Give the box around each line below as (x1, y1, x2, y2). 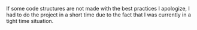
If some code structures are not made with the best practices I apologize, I (6, 5, 190, 12)
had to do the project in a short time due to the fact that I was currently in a (6, 11, 192, 18)
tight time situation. (6, 18, 54, 24)
